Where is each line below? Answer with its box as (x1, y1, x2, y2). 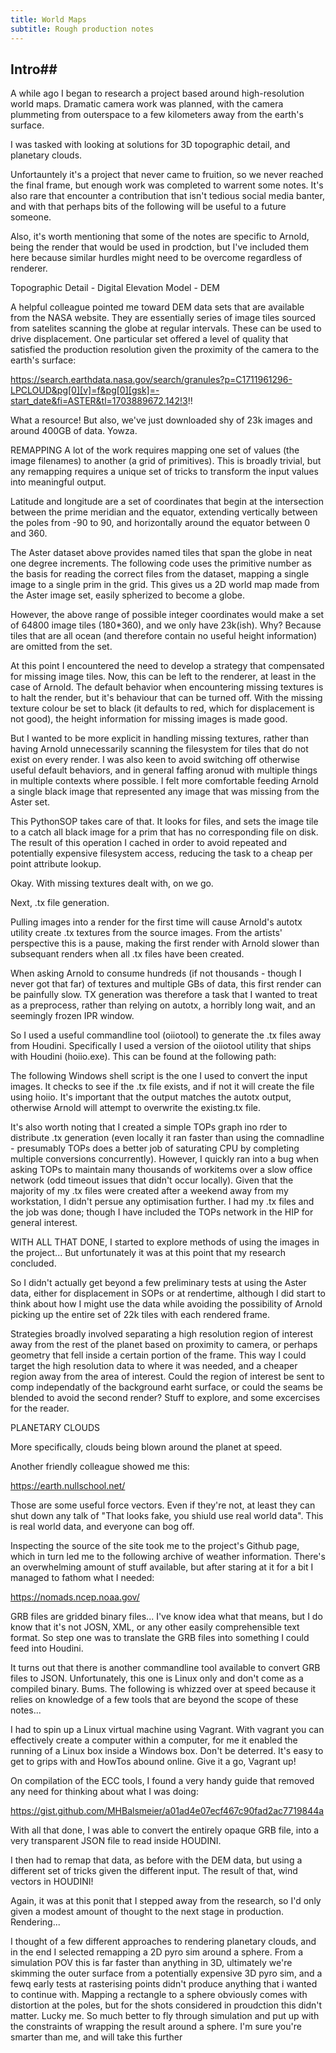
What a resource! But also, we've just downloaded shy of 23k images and (10, 414, 313, 426)
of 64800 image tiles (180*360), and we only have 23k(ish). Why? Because (10, 619, 322, 631)
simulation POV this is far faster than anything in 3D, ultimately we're (10, 1957, 293, 1969)
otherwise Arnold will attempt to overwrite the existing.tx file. (10, 1102, 262, 1114)
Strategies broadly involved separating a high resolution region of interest (10, 1328, 314, 1340)
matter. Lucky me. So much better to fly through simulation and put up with (10, 2010, 320, 2022)
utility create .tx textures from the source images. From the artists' (10, 927, 283, 939)
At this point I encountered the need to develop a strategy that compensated (10, 660, 325, 672)
